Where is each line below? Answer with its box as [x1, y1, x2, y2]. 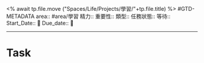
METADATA [6, 13, 35, 20]
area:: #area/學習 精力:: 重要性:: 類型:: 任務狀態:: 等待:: [36, 13, 171, 20]
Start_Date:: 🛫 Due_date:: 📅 [6, 20, 74, 26]
